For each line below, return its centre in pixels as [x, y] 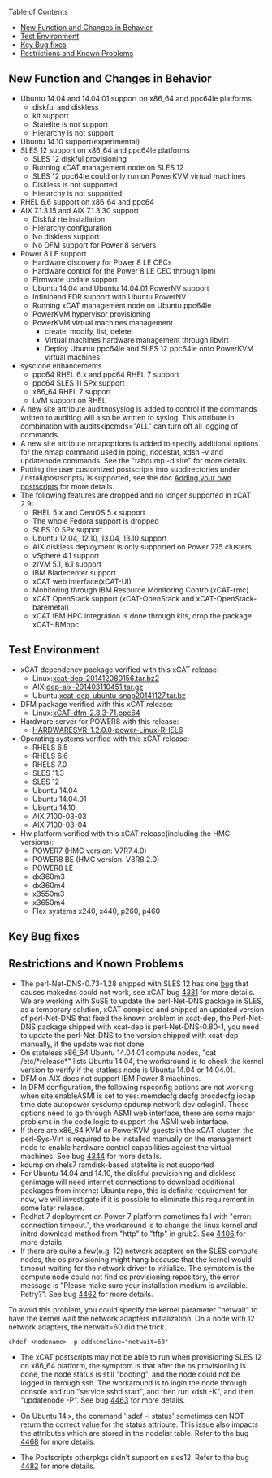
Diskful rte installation [69, 219]
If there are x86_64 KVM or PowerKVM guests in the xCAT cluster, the [137, 1130]
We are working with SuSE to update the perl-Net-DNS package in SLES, [142, 1001]
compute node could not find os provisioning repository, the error [130, 1277]
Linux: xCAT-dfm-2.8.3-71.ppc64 [86, 713]
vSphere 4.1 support [66, 555]
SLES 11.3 [48, 773]
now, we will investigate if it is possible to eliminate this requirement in [137, 1199]
